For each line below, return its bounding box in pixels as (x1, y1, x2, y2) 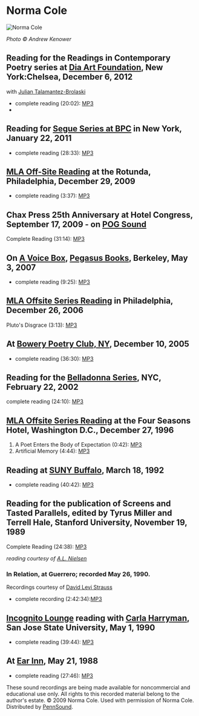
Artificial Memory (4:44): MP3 (15, 447, 90, 455)
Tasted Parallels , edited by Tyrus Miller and (6, 508, 172, 518)
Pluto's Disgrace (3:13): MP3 (6, 321, 77, 329)
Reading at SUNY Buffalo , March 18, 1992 (6, 465, 165, 475)
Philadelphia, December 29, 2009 (6, 176, 135, 186)
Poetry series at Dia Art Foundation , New (6, 62, 163, 73)
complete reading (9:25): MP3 (15, 278, 91, 285)
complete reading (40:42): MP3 (15, 481, 94, 488)
